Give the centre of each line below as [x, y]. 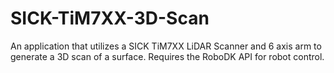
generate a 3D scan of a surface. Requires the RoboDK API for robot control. [167, 56]
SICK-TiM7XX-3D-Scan [110, 18]
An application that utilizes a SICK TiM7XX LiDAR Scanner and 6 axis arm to [166, 46]
